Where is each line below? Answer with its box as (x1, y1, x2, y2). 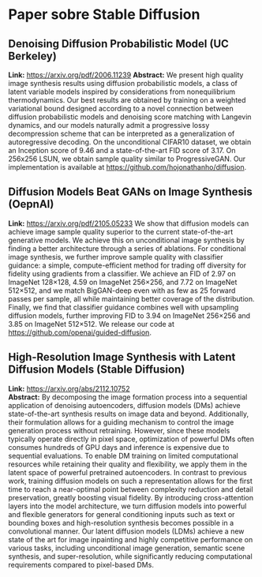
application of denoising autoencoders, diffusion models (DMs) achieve (8, 400, 241, 410)
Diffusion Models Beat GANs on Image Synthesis (8, 185, 253, 199)
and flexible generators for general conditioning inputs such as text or (8, 509, 235, 519)
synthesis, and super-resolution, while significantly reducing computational (8, 551, 253, 561)
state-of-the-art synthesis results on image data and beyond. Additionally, (8, 409, 249, 418)
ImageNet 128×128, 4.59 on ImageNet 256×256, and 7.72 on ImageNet (8, 277, 238, 287)
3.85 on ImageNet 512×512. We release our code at (8, 319, 175, 328)
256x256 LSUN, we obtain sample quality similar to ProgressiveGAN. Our (8, 154, 246, 163)
